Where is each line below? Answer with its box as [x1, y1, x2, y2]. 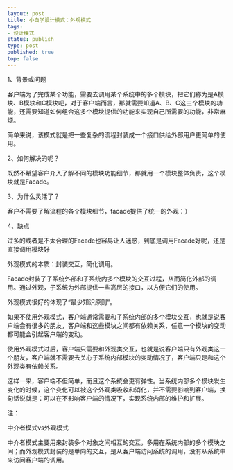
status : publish [7, 36, 54, 43]
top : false [7, 55, 39, 62]
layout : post [7, 10, 45, 17]
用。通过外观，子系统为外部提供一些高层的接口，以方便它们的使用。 [7, 283, 202, 291]
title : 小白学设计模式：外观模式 [7, 17, 92, 24]
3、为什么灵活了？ [7, 192, 60, 200]
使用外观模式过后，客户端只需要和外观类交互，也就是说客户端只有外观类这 [7, 345, 220, 353]
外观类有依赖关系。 [7, 362, 62, 370]
